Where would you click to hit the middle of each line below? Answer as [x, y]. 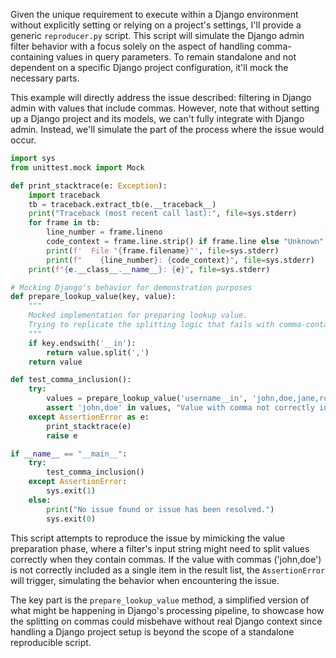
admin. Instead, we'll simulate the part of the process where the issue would [167, 129]
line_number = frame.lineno [104, 232]
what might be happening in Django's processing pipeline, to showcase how [167, 610]
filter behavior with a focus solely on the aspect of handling [132, 46]
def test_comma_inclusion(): [71, 380]
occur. [23, 140]
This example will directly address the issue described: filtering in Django [161, 97]
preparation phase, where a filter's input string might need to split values [160, 548]
